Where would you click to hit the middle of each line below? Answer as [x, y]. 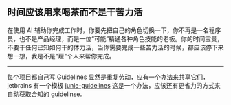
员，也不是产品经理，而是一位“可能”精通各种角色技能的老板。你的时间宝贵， [115, 38]
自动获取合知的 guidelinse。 [47, 94]
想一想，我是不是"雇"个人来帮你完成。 [61, 56]
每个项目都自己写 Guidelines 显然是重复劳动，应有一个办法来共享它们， [108, 77]
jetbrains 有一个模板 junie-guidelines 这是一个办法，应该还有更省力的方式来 [114, 85]
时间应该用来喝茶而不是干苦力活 [75, 12]
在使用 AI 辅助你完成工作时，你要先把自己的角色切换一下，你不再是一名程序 [114, 30]
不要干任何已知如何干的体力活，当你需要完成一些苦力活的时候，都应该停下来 [115, 47]
